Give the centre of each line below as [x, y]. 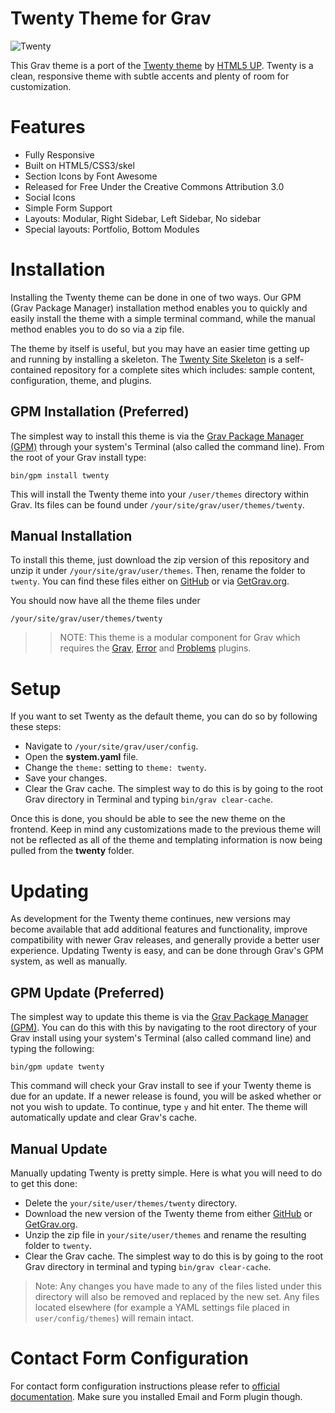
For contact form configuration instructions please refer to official [145, 1386]
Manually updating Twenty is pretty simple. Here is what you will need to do [166, 1173]
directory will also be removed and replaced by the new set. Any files [177, 1296]
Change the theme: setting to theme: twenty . [115, 768]
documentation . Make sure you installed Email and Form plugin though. [156, 1396]
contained [31, 369]
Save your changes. [66, 778]
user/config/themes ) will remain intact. [114, 1318]
